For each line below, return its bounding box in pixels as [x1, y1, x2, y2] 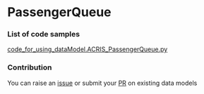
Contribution [7, 62, 52, 72]
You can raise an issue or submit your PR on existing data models [7, 79, 198, 87]
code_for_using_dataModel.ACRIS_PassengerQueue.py [7, 45, 168, 53]
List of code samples [7, 29, 80, 39]
